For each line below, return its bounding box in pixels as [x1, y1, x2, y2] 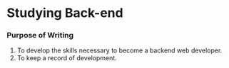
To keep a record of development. [16, 54, 117, 62]
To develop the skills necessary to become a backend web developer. [16, 46, 223, 55]
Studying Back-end [6, 5, 123, 21]
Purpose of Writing [6, 30, 74, 40]
